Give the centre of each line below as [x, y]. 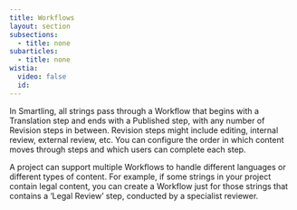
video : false [42, 77]
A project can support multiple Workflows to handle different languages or [148, 167]
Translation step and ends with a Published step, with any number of [137, 120]
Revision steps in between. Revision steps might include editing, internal [144, 130]
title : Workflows [42, 18]
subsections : [34, 34]
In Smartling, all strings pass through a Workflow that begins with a [134, 110]
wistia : [24, 69]
